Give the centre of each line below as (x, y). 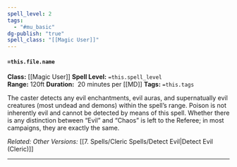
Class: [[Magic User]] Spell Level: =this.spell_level (85, 77)
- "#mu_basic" (34, 27)
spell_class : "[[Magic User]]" (53, 40)
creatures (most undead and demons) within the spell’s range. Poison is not (117, 106)
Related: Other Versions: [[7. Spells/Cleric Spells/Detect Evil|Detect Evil (110, 142)
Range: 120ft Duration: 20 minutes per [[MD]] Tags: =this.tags (101, 85)
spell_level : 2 (30, 14)
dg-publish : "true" (36, 33)
